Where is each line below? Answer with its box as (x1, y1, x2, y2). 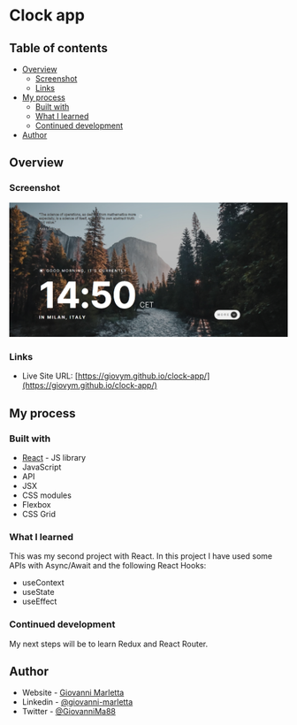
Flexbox (21, 500, 51, 510)
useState (21, 587, 55, 598)
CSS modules (21, 490, 72, 500)
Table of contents (9, 41, 108, 56)
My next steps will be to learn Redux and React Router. (9, 638, 209, 649)
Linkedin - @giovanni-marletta (21, 697, 133, 707)
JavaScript (21, 462, 62, 473)
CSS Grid (21, 509, 56, 520)
